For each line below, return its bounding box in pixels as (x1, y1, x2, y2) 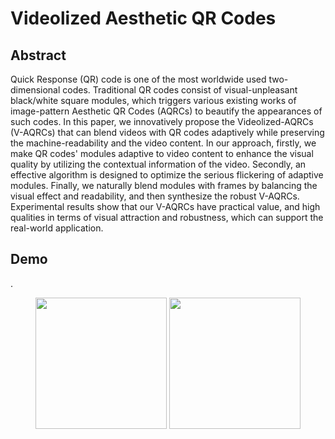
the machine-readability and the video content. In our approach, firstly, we (10, 137, 317, 149)
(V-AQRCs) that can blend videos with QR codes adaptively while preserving (10, 127, 325, 138)
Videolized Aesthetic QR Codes (10, 7, 277, 30)
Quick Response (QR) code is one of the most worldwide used (10, 73, 267, 85)
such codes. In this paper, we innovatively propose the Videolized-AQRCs (10, 116, 314, 127)
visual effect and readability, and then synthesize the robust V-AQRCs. (10, 190, 300, 202)
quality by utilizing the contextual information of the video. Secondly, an (10, 158, 307, 170)
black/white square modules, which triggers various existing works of (10, 95, 297, 106)
